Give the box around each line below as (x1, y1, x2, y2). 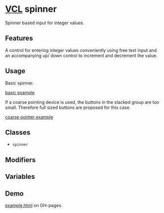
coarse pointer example (5, 114, 53, 120)
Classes (5, 128, 31, 136)
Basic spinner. (5, 80, 34, 86)
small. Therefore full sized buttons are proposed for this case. (5, 104, 131, 110)
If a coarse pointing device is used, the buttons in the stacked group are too (5, 99, 160, 105)
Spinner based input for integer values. (5, 20, 85, 26)
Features (5, 34, 33, 43)
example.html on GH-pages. (5, 202, 63, 208)
